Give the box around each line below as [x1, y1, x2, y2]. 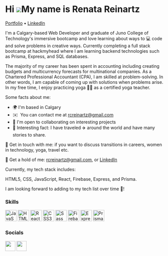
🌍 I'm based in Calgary [12, 104, 61, 110]
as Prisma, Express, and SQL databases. [5, 53, 89, 59]
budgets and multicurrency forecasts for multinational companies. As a [5, 68, 152, 74]
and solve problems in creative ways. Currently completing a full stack [5, 43, 150, 49]
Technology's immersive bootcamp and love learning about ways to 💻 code [5, 35, 162, 41]
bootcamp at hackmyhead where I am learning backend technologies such [5, 48, 159, 54]
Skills [5, 198, 19, 205]
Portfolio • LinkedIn [5, 20, 45, 26]
